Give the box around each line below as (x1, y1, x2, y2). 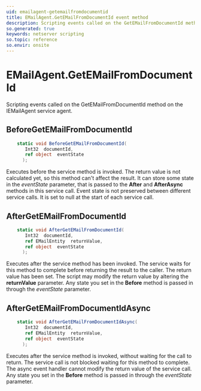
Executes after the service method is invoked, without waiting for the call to (6, 352, 192, 359)
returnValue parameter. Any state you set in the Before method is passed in (6, 279, 193, 286)
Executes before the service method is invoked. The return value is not (6, 168, 181, 175)
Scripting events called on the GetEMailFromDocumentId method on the (6, 100, 184, 108)
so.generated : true (6, 25, 55, 32)
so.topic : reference (6, 37, 58, 43)
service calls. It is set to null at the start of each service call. (6, 193, 154, 201)
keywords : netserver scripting (6, 31, 84, 37)
